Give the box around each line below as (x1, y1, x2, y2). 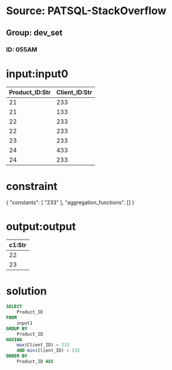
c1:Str (9, 241, 26, 249)
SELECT (6, 304, 22, 310)
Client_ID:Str (56, 89, 93, 97)
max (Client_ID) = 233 (16, 342, 69, 348)
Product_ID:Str (9, 89, 51, 97)
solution (6, 284, 47, 297)
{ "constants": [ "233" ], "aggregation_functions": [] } (6, 199, 134, 206)
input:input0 (6, 67, 69, 80)
